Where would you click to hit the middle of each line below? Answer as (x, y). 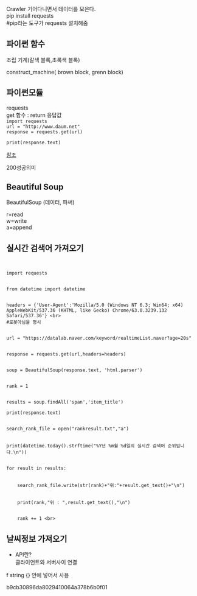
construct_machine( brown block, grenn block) (65, 72)
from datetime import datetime (46, 289)
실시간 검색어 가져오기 (45, 248)
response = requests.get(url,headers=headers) (66, 354)
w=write (17, 221)
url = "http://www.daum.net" (43, 127)
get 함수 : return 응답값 (34, 115)
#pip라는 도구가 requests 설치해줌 (47, 23)
